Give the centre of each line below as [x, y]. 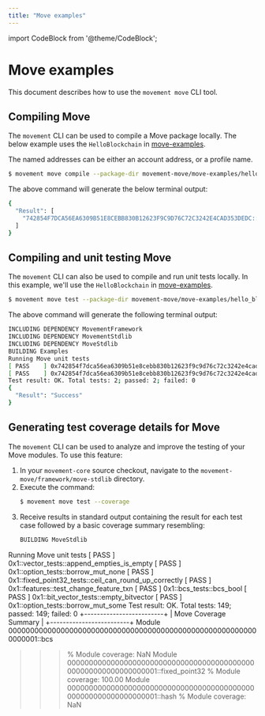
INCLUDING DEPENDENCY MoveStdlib [63, 344]
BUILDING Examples [38, 351]
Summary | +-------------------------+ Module [84, 622]
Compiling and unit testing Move [90, 258]
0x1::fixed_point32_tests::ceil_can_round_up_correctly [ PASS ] [110, 580]
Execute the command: [57, 487]
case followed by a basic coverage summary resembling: [112, 525]
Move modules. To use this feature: [65, 455]
